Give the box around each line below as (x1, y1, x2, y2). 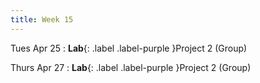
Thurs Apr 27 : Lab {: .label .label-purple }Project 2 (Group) (10, 61, 252, 73)
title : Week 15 (10, 14, 74, 25)
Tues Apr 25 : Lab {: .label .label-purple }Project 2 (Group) (10, 42, 248, 54)
